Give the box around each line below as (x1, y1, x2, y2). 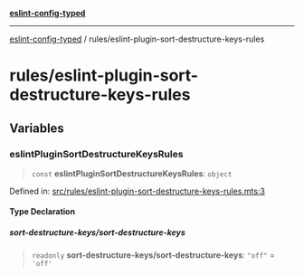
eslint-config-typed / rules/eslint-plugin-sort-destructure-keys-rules (9, 33, 265, 44)
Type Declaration (9, 206, 75, 217)
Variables (9, 120, 65, 136)
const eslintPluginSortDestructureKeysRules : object (31, 167, 233, 179)
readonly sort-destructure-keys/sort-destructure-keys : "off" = (31, 250, 276, 261)
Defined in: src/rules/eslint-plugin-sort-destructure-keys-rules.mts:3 (9, 185, 265, 196)
